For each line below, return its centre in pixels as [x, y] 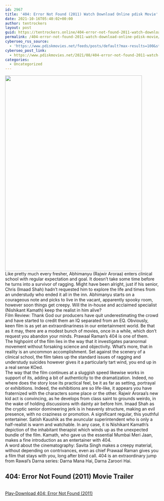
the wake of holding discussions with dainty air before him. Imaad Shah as [80, 404]
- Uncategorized [26, 64]
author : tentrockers [26, 23]
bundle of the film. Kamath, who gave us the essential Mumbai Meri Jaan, [79, 435]
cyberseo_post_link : [26, 50]
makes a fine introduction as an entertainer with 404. [58, 440]
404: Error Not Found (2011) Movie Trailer [69, 476]
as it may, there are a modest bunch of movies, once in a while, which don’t [81, 331]
